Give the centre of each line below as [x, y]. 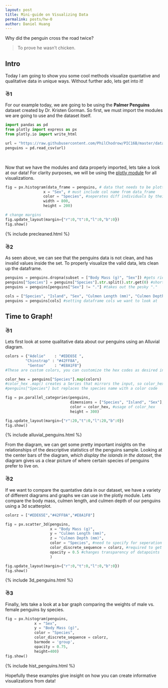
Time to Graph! [29, 316]
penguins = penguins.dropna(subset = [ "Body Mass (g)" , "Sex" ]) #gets [80, 278]
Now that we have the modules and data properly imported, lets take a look [82, 167]
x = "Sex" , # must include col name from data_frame [99, 192]
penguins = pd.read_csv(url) [35, 148]
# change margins [23, 215]
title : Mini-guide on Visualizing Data [47, 15]
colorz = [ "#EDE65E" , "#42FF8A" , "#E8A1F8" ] [50, 515]
